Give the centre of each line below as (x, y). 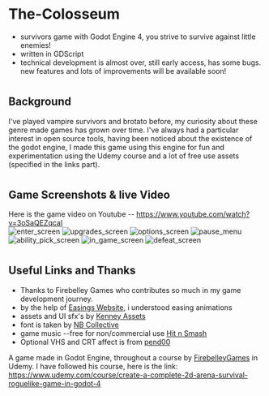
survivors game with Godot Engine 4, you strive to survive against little (138, 37)
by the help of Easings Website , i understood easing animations (126, 307)
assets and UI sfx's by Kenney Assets (83, 316)
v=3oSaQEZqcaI (36, 223)
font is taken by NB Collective (69, 325)
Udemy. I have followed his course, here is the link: (93, 366)
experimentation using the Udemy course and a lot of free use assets (124, 156)
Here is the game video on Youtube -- (72, 214)
